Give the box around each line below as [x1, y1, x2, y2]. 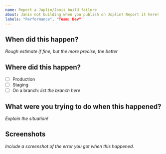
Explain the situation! [5, 115, 49, 121]
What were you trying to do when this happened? [5, 102, 162, 110]
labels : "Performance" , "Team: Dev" [5, 16, 81, 21]
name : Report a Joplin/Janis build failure [5, 7, 97, 12]
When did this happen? [5, 35, 79, 43]
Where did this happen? [5, 63, 81, 71]
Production [12, 76, 35, 82]
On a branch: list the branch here [12, 87, 81, 93]
